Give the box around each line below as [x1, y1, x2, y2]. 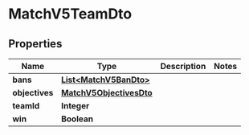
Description [160, 61, 206, 72]
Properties [8, 37, 63, 51]
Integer [61, 100, 90, 111]
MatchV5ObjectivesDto [61, 88, 153, 98]
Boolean [61, 113, 94, 125]
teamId [12, 100, 40, 111]
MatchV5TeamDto [8, 5, 133, 23]
